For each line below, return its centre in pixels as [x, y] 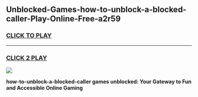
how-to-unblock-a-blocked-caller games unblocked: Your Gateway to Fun [99, 81]
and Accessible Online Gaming [44, 88]
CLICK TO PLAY [29, 36]
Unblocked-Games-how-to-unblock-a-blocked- [96, 10]
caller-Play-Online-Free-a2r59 [63, 19]
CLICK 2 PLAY [27, 58]
